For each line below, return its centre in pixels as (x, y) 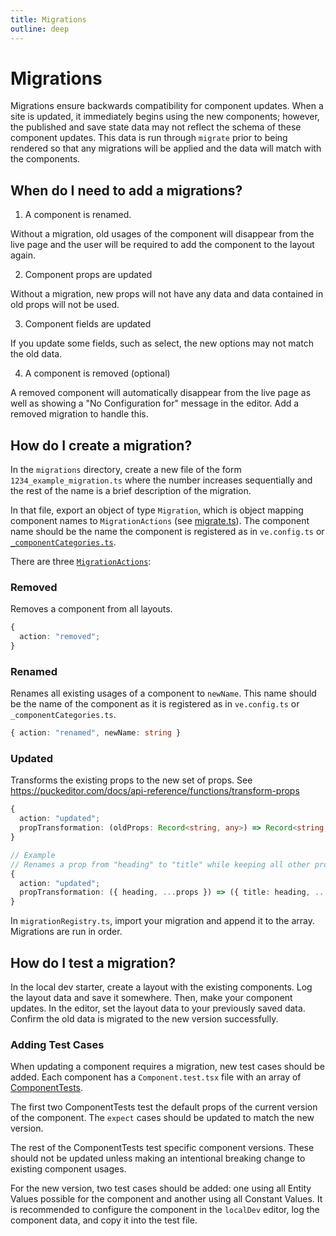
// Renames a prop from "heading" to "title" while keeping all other (160, 864)
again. (23, 255)
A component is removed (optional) (97, 373)
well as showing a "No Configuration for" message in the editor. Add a (155, 403)
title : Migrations (48, 19)
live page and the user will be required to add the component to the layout (162, 245)
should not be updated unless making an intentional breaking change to (158, 1158)
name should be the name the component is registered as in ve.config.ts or (167, 532)
